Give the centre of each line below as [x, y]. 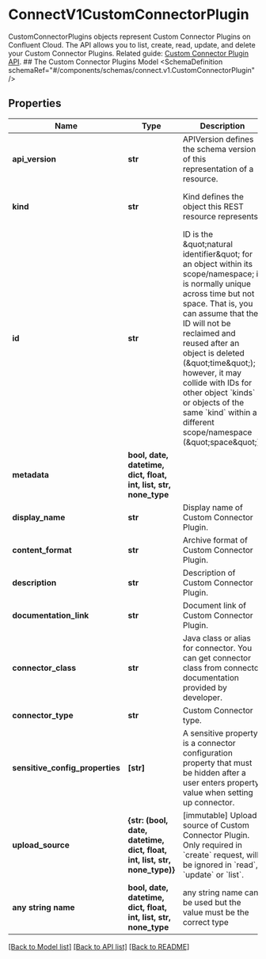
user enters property [221, 782]
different [199, 422]
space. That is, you [218, 303]
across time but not [218, 293]
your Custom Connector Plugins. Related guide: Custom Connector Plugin [129, 53]
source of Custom [216, 825]
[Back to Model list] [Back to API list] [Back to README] [99, 946]
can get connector [217, 657]
